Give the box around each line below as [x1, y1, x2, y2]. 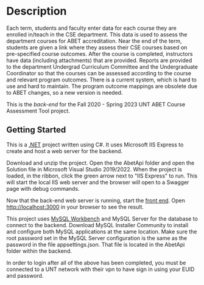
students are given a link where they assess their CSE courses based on [6, 44, 188, 51]
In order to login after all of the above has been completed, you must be [6, 259, 186, 266]
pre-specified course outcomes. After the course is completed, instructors [6, 50, 193, 57]
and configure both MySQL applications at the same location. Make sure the [6, 228, 197, 235]
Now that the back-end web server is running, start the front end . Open [6, 196, 186, 204]
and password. [6, 272, 44, 279]
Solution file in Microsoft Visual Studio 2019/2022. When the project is [6, 165, 183, 173]
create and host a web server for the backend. [6, 147, 123, 154]
